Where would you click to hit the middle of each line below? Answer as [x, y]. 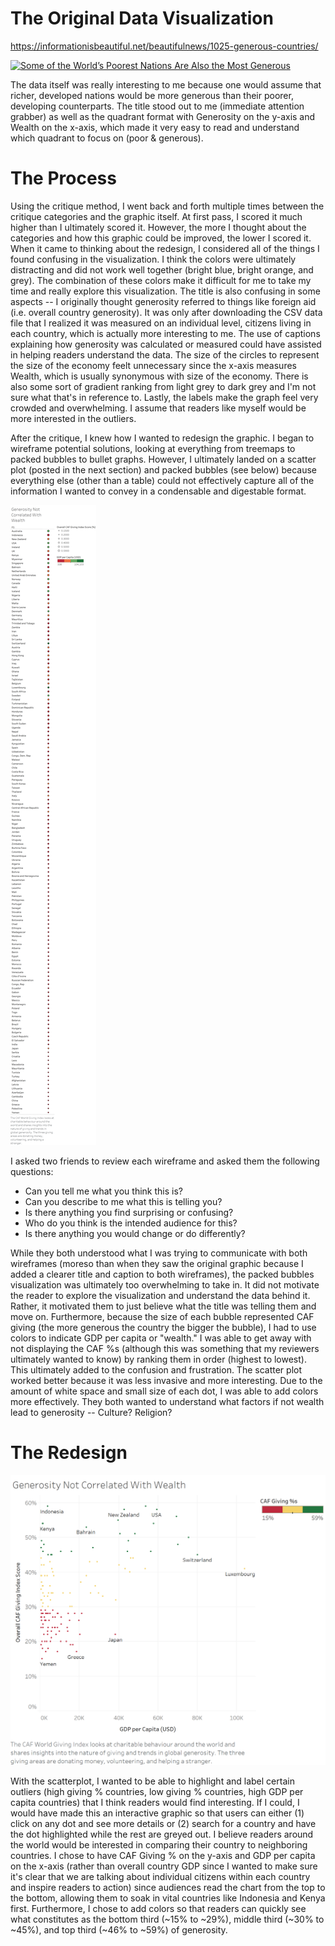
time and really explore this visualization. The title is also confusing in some [165, 291]
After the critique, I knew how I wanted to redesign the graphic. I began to [162, 438]
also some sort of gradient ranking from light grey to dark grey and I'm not [163, 386]
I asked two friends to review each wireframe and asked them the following [165, 1161]
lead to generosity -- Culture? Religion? [91, 1412]
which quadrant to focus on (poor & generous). [107, 138]
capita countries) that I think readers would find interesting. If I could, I [155, 1802]
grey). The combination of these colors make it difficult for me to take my [161, 280]
